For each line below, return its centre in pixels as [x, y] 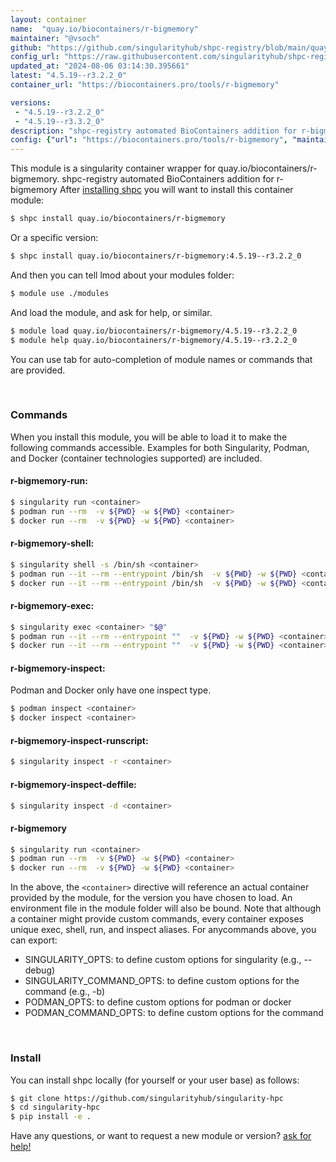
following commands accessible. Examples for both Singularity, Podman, [160, 447]
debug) [40, 970]
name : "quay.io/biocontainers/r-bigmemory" [104, 29]
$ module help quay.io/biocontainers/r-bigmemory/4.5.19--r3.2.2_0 [154, 340]
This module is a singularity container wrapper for [113, 168]
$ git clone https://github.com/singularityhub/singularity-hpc [147, 1098]
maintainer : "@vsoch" [55, 38]
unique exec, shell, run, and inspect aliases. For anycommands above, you [163, 930]
